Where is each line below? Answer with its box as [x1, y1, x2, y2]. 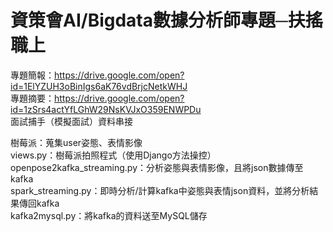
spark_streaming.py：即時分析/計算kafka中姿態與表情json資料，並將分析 [10, 184, 310, 196]
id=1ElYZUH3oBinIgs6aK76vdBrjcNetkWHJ [10, 80, 188, 92]
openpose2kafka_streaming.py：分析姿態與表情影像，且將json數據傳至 [10, 161, 304, 173]
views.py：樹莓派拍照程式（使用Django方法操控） [10, 149, 217, 161]
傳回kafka [18, 197, 60, 209]
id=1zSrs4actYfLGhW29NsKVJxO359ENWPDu [10, 103, 202, 115]
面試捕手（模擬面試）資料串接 [10, 115, 133, 127]
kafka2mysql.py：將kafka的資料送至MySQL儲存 [10, 209, 208, 221]
